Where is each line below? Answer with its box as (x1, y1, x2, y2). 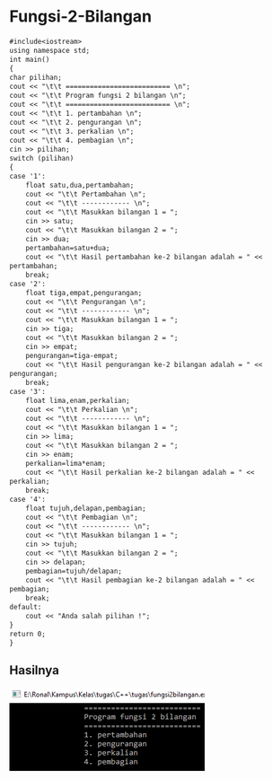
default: (9, 602, 42, 611)
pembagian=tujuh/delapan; (25, 566, 123, 575)
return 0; (9, 629, 47, 638)
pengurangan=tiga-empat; (25, 351, 118, 360)
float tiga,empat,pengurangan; (25, 288, 143, 297)
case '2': (9, 279, 47, 288)
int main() (9, 55, 50, 64)
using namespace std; (9, 46, 91, 55)
